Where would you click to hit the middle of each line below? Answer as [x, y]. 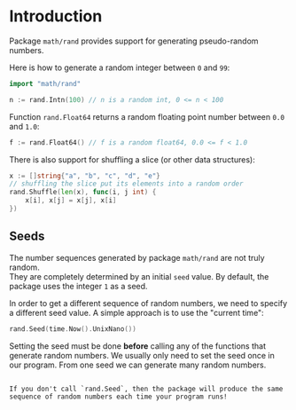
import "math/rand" [45, 83]
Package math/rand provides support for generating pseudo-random [134, 41]
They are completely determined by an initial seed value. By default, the [139, 276]
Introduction [56, 16]
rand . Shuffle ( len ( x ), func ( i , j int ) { [83, 193]
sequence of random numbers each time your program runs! [118, 397]
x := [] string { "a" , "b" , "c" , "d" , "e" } [85, 176]
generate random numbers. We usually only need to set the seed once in [142, 355]
